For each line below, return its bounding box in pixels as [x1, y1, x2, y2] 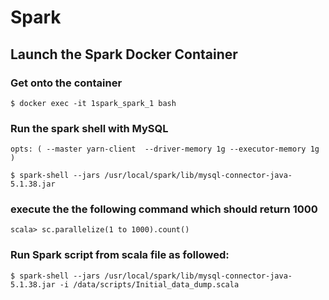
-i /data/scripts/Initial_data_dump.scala [59, 279, 240, 290]
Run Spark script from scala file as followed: [10, 248, 230, 262]
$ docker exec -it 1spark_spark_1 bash [10, 98, 177, 108]
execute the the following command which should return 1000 [10, 202, 318, 216]
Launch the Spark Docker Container [10, 46, 238, 63]
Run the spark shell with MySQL [10, 121, 169, 135]
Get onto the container [10, 76, 123, 90]
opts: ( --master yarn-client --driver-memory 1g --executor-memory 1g [10, 144, 320, 155]
